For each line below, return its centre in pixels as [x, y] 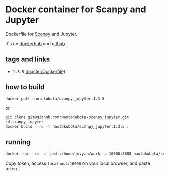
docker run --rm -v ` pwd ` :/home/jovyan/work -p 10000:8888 [68, 154]
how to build [25, 87]
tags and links [28, 59]
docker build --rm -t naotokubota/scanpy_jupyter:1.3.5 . [67, 127]
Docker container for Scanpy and [76, 9]
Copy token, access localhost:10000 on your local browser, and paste [78, 163]
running [18, 142]
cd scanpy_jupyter [24, 122]
